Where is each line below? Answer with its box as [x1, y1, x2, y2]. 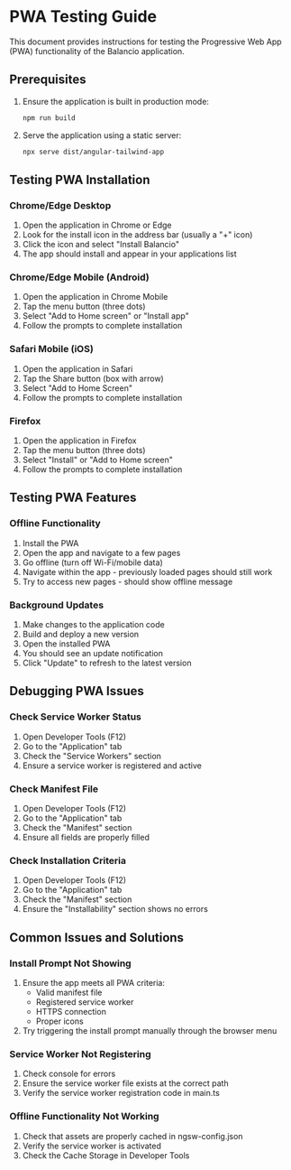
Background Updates [9, 599, 105, 611]
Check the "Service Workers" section [22, 750, 162, 761]
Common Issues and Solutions [9, 930, 185, 945]
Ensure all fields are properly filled [22, 832, 150, 843]
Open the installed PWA [22, 638, 111, 649]
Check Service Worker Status [9, 710, 142, 723]
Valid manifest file [35, 987, 103, 998]
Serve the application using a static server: [22, 129, 182, 141]
